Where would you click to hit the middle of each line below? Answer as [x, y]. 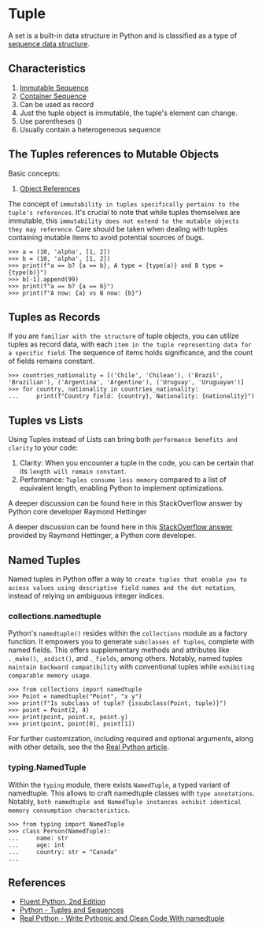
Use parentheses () [51, 121]
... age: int [37, 845]
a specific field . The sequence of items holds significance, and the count [131, 353]
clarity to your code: [43, 448]
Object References [50, 188]
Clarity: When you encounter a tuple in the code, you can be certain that [137, 463]
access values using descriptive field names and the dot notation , [122, 587]
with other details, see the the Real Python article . [89, 747]
